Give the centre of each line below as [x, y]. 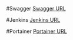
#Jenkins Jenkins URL [33, 20]
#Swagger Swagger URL [36, 9]
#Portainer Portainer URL [36, 31]
